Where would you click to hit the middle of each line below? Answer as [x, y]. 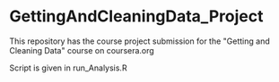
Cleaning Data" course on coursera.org [82, 50]
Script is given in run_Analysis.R [68, 68]
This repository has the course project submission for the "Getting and [140, 41]
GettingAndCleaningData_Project [136, 16]
